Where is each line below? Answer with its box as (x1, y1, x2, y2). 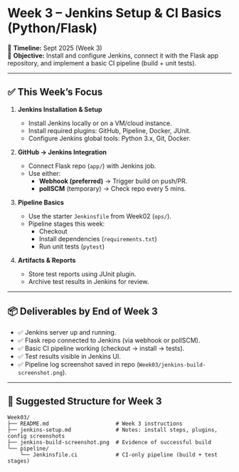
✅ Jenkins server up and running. (17, 327, 117, 336)
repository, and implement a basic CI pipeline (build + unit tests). (7, 58, 197, 67)
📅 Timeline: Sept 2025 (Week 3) (7, 43, 102, 52)
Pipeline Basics (17, 198, 64, 206)
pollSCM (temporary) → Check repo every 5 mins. (38, 184, 186, 193)
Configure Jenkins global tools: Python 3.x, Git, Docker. (28, 134, 191, 142)
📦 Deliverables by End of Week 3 (7, 305, 158, 318)
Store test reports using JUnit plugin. (28, 269, 137, 278)
